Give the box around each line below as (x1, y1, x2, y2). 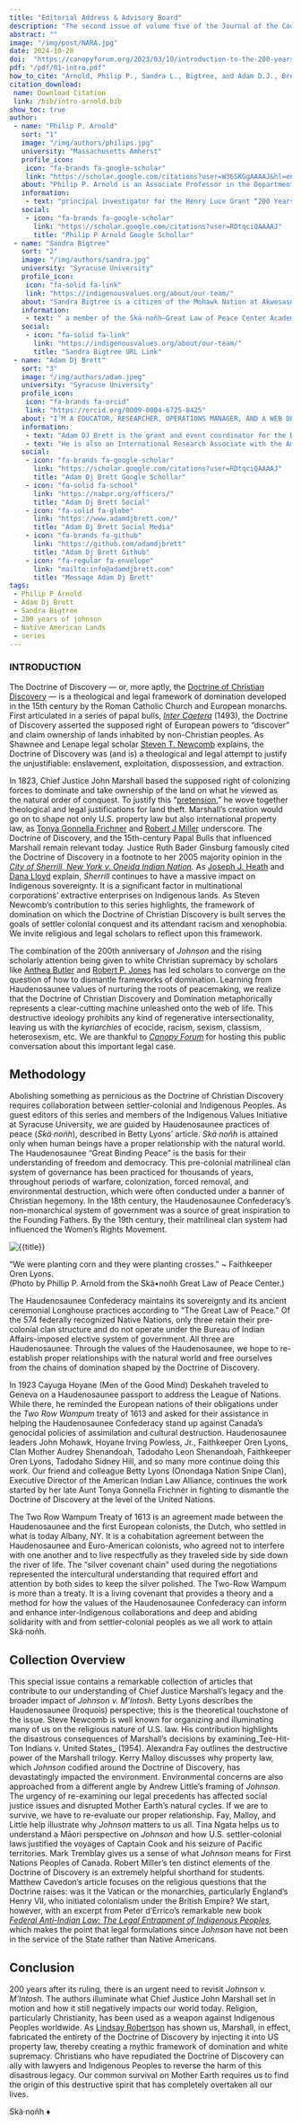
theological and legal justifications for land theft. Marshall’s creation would (9, 803, 284, 814)
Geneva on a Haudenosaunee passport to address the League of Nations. (9, 1389, 281, 1400)
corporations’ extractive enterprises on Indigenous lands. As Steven (9, 889, 260, 900)
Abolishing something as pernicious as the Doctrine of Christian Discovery (9, 1091, 284, 1102)
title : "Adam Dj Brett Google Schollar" (32, 473, 186, 482)
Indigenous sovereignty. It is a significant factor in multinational (9, 880, 243, 890)
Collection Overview (9, 1652, 126, 1668)
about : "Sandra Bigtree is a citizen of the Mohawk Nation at (21, 297, 258, 306)
